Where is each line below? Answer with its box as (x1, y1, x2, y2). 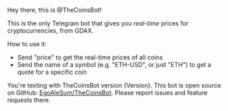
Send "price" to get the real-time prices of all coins (17, 53, 163, 61)
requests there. (7, 96, 51, 104)
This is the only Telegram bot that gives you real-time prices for (7, 19, 189, 27)
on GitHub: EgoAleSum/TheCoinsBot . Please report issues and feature (7, 89, 208, 97)
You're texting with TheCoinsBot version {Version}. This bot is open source (7, 81, 222, 89)
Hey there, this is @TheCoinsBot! (7, 6, 102, 14)
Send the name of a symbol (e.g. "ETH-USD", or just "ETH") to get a (17, 61, 211, 68)
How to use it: (7, 40, 47, 48)
